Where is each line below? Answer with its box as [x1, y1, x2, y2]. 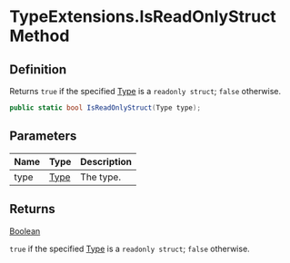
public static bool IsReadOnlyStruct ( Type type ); [9, 103, 202, 112]
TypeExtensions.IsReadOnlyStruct [9, 6, 277, 27]
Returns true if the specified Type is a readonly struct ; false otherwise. [9, 86, 282, 96]
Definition [9, 62, 66, 77]
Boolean [9, 225, 41, 237]
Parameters [9, 129, 77, 144]
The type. [80, 170, 121, 183]
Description [80, 155, 132, 168]
